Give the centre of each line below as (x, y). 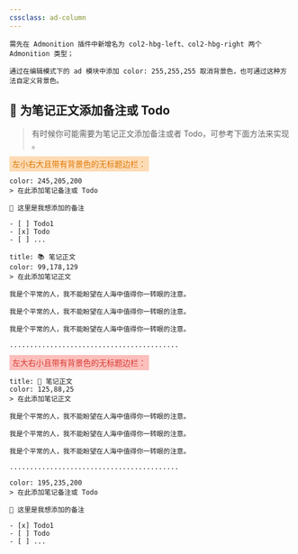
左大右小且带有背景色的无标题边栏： (79, 363)
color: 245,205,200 (46, 181)
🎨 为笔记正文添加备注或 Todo (90, 110)
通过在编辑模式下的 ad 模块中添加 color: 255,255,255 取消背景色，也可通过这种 (145, 71)
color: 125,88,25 (42, 390)
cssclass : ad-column (48, 18)
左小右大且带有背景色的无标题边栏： (79, 164)
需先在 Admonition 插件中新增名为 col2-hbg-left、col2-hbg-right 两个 (136, 44)
